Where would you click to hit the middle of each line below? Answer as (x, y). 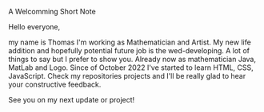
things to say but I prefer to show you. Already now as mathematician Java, (132, 59)
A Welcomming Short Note (52, 12)
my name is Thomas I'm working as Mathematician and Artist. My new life (130, 42)
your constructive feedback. (55, 84)
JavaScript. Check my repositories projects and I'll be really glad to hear (127, 76)
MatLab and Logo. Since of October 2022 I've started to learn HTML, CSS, (131, 68)
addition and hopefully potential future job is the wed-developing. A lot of (129, 50)
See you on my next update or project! (72, 100)
